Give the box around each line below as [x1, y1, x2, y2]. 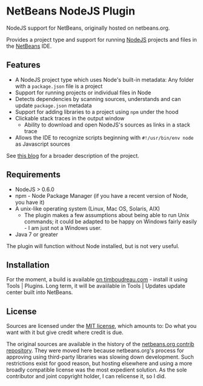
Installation [6, 260, 50, 270]
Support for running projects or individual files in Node [15, 89, 151, 96]
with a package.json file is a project [15, 82, 103, 90]
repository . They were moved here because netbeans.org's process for [6, 347, 185, 355]
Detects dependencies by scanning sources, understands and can [15, 95, 181, 102]
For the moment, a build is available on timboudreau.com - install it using [6, 276, 188, 283]
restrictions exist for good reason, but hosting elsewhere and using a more [6, 360, 193, 367]
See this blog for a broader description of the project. [6, 152, 139, 159]
